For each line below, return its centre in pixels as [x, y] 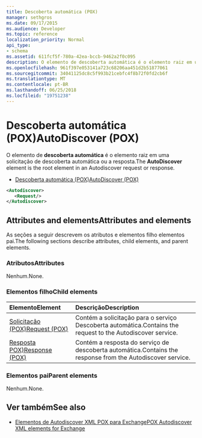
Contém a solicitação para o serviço [126, 318]
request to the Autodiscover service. [127, 333]
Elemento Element [35, 307]
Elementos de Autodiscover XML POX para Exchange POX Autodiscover [103, 422]
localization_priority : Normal [45, 40]
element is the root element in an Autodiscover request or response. [90, 168]
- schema [17, 51]
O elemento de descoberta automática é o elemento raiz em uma [88, 155]
